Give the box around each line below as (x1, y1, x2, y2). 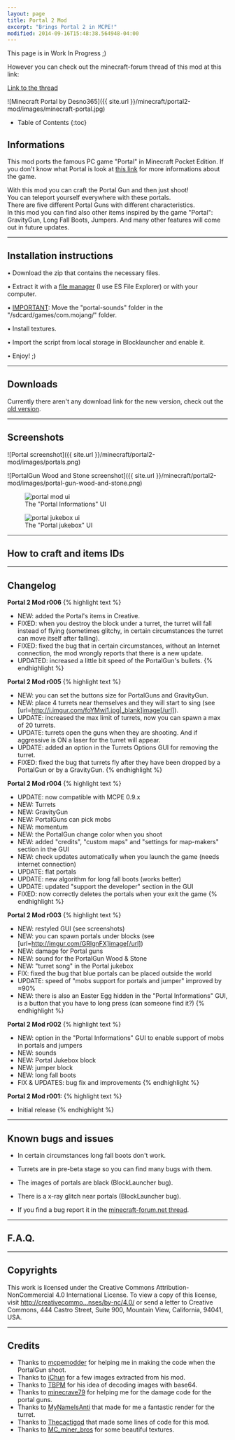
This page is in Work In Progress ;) (7, 49, 107, 58)
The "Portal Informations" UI (24, 500, 106, 508)
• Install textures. (7, 324, 57, 333)
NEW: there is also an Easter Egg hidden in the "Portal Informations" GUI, (17, 992, 228, 1000)
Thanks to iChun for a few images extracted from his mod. (17, 1373, 185, 1382)
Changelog (7, 580, 57, 592)
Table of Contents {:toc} (17, 119, 87, 127)
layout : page (7, 10, 45, 18)
